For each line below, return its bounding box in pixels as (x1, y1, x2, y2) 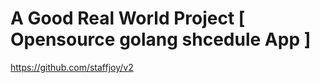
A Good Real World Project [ (10, 7, 246, 30)
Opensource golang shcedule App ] (10, 28, 312, 51)
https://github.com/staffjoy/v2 (10, 61, 134, 73)
